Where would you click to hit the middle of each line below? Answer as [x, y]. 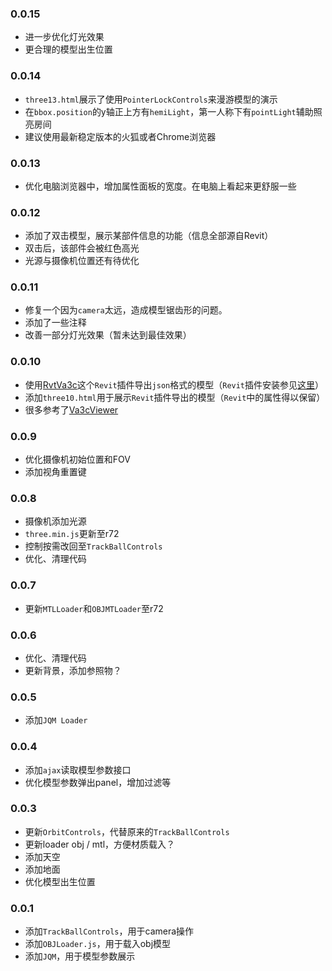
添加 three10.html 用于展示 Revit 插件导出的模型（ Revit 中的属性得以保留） [175, 397]
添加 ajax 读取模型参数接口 [78, 769]
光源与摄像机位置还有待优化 [82, 261]
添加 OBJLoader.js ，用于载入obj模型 [98, 944]
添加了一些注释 [55, 323]
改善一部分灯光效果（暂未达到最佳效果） [108, 335]
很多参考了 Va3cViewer [71, 409]
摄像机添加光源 [55, 521]
